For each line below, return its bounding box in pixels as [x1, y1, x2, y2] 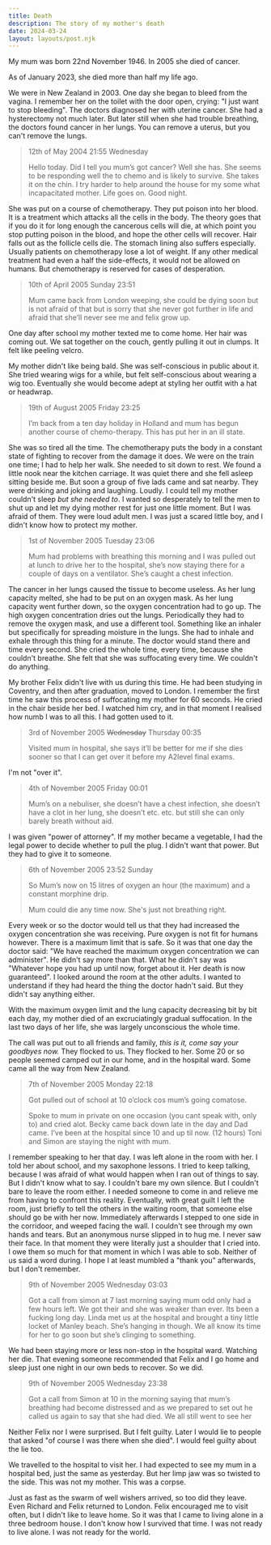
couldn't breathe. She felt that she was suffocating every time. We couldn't [8, 653, 258, 663]
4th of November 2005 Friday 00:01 [28, 783, 148, 794]
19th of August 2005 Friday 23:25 [28, 402, 141, 413]
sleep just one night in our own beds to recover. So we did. [8, 1363, 205, 1373]
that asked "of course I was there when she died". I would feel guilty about [8, 1436, 257, 1445]
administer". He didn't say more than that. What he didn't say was [8, 955, 227, 964]
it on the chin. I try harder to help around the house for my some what [28, 180, 260, 189]
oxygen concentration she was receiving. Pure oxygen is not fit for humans [8, 929, 259, 939]
